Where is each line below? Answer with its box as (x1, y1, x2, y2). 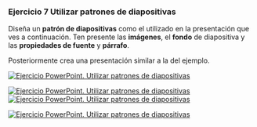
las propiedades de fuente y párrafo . (8, 41, 129, 50)
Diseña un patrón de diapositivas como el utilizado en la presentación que (8, 24, 249, 34)
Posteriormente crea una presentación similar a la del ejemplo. (8, 56, 210, 65)
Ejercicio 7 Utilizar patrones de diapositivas (8, 6, 176, 17)
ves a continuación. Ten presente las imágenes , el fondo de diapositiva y (8, 32, 245, 42)
